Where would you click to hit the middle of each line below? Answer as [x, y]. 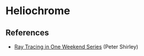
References [27, 33]
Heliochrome [38, 11]
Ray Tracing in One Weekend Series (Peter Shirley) [76, 47]
